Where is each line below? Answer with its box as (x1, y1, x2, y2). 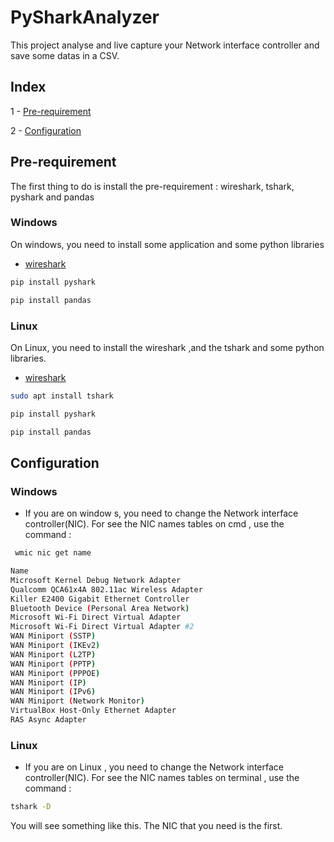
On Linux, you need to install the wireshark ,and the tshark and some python (10, 341, 325, 353)
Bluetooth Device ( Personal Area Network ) (10, 603, 190, 613)
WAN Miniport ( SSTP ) (10, 631, 97, 641)
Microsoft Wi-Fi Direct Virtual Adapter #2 (10, 622, 195, 632)
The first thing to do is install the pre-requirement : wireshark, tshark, (10, 180, 295, 192)
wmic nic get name (14, 548, 92, 558)
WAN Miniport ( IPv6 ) (10, 687, 97, 697)
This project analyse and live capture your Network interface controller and (10, 39, 320, 51)
